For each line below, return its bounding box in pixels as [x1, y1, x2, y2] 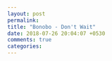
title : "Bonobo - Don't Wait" [7, 23, 97, 30]
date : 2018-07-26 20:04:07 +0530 [7, 29, 106, 37]
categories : [7, 43, 42, 50]
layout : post [7, 10, 46, 18]
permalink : [7, 17, 39, 24]
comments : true [7, 36, 52, 43]
